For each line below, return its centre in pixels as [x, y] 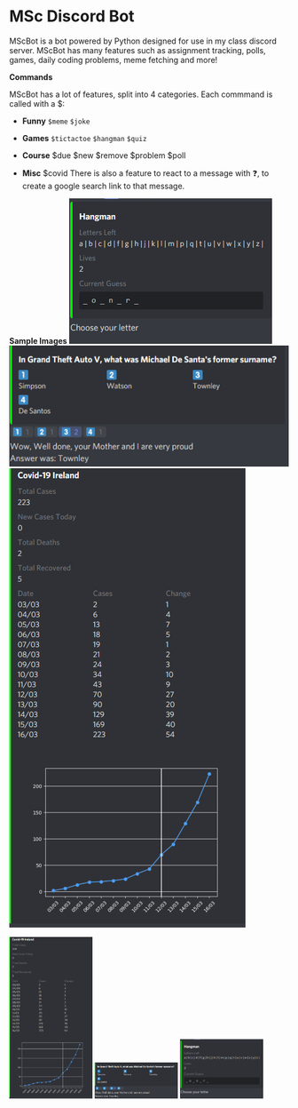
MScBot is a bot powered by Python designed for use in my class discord [143, 41]
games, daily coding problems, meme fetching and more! [114, 60]
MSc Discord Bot [72, 16]
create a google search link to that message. [103, 186]
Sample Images [39, 340]
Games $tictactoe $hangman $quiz [84, 138]
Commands [31, 76]
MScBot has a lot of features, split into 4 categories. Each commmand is [141, 94]
